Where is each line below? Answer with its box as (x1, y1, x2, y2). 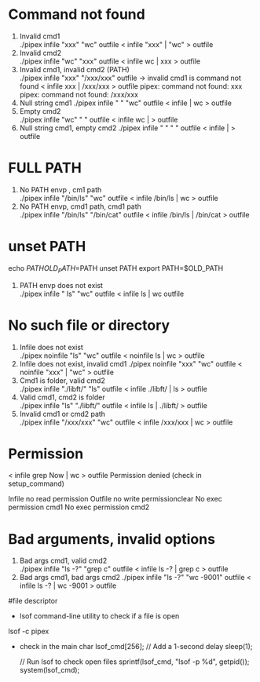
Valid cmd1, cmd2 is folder (19, 392, 105, 402)
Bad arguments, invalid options (8, 530, 216, 548)
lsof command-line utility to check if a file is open (19, 611, 180, 621)
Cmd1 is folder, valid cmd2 (19, 375, 106, 385)
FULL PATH (8, 159, 82, 177)
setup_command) (8, 479, 65, 488)
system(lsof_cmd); (19, 666, 80, 675)
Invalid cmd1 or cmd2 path (19, 409, 106, 418)
